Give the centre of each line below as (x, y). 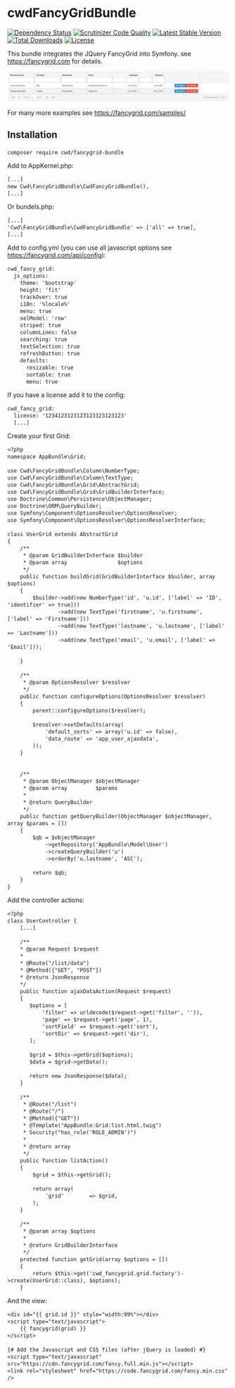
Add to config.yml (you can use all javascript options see (90, 248)
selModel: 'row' (44, 318)
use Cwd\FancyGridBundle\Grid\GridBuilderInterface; (86, 492)
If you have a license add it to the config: (66, 395)
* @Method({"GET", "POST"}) (61, 970)
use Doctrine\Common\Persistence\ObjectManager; (80, 499)
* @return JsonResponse (55, 977)
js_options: (31, 276)
